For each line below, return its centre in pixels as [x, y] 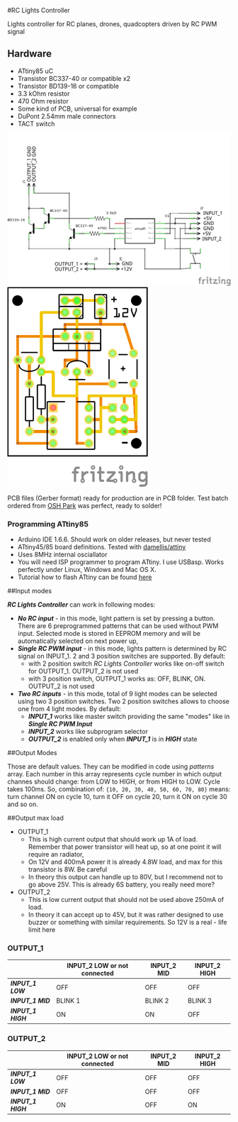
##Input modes [29, 591]
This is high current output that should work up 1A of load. [113, 840]
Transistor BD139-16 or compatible [68, 86]
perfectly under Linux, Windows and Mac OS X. [87, 570]
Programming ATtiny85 [48, 524]
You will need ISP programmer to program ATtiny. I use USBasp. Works [121, 562]
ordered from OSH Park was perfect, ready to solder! [85, 505]
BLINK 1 [68, 1001]
